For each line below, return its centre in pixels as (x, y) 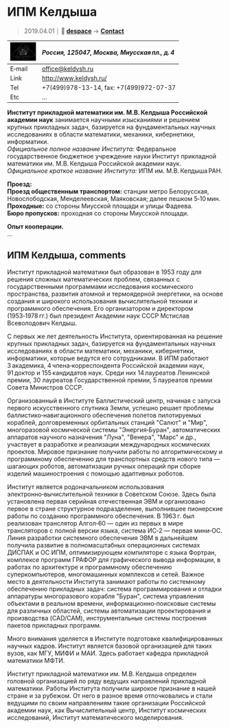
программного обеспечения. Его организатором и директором (100, 308)
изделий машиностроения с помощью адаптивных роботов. (96, 473)
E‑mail (19, 69)
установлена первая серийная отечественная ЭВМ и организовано (106, 501)
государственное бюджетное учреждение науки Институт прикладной (112, 156)
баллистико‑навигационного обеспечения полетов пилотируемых (104, 415)
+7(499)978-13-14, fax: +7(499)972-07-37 (109, 88)
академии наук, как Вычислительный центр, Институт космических (107, 710)
